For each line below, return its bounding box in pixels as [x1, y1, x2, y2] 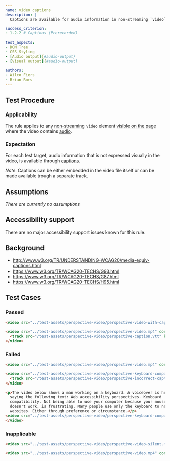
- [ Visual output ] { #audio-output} [5, 59, 78, 64]
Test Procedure [5, 96, 55, 104]
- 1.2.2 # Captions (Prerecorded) [5, 31, 78, 36]
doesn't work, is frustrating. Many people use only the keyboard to [10, 404, 159, 409]
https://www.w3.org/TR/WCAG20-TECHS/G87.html [12, 273, 119, 279]
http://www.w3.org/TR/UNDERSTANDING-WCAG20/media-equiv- [12, 257, 150, 263]
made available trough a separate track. [5, 173, 88, 179]
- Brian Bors [5, 77, 33, 83]
